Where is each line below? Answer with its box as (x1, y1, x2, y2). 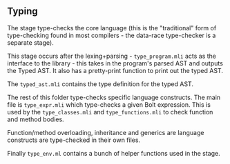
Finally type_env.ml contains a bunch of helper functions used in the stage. (7, 149, 220, 157)
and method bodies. (7, 115, 64, 123)
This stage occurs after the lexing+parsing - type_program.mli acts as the (7, 52, 216, 60)
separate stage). (7, 38, 54, 47)
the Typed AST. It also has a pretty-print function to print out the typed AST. (7, 66, 223, 74)
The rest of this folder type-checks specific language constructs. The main (7, 93, 221, 101)
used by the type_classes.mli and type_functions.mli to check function (7, 107, 213, 116)
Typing (7, 6, 38, 17)
